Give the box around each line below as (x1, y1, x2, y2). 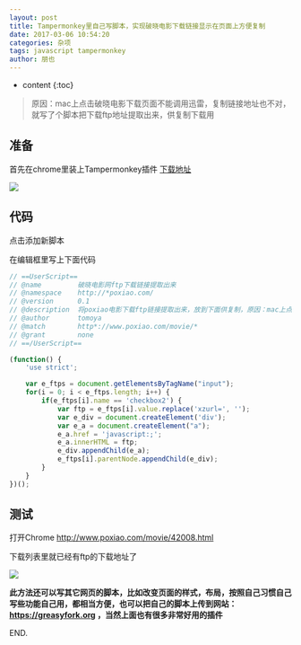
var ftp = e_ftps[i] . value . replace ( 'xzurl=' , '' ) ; (56, 404, 251, 413)
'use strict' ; (25, 363, 78, 373)
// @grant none (9, 330, 94, 340)
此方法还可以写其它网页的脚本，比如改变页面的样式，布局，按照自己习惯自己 (9, 588, 292, 598)
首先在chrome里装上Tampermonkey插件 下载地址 (9, 163, 192, 174)
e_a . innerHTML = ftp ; (56, 437, 139, 447)
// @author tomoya (9, 314, 102, 322)
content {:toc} (21, 80, 74, 90)
